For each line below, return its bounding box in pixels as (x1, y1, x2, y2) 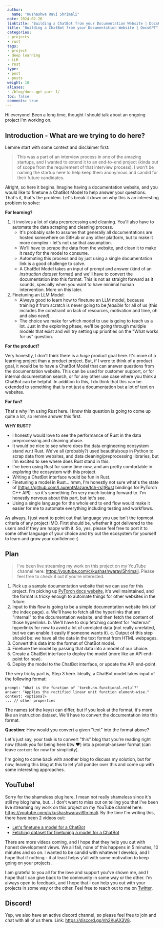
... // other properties (5, 698, 56, 703)
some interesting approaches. (5, 767, 65, 772)
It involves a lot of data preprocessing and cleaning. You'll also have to (12, 219, 154, 225)
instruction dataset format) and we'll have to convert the (19, 271, 133, 277)
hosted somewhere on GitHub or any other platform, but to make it (19, 234, 153, 240)
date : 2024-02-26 (7, 16, 42, 21)
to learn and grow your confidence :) (5, 535, 79, 541)
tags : (7, 44, 19, 49)
